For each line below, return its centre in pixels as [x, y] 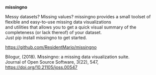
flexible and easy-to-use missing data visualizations [58, 22]
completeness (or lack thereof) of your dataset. [53, 32]
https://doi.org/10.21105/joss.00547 [41, 67]
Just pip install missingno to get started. [46, 37]
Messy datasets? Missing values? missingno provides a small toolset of [78, 17]
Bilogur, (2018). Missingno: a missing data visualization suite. [67, 57]
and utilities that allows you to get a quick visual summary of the [71, 27]
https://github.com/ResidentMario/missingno [51, 47]
